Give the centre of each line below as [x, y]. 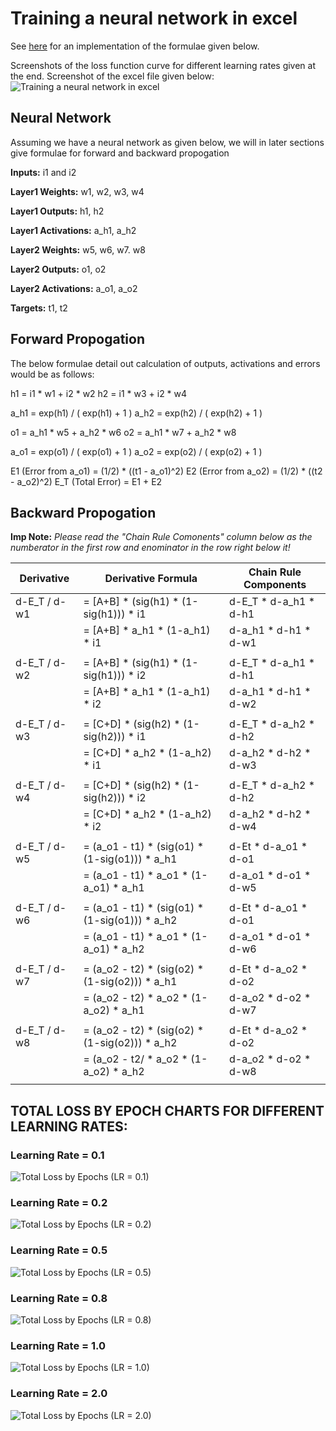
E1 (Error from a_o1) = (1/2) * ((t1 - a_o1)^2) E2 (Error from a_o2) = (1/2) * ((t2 [166, 471]
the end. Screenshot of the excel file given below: [112, 76]
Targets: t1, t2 [39, 308]
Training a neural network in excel [154, 18]
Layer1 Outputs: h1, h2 [57, 211]
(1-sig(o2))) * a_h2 [130, 1043]
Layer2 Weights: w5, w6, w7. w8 [78, 249]
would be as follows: [52, 374]
